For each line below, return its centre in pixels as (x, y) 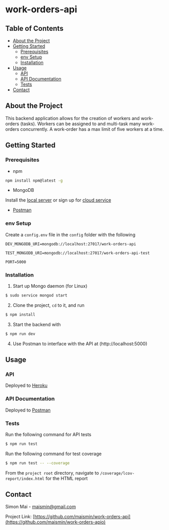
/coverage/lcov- (117, 473)
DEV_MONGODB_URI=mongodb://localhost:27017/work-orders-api (71, 244)
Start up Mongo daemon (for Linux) (50, 286)
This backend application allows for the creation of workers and (72, 118)
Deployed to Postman (28, 410)
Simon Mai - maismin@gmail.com (40, 507)
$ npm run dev (20, 334)
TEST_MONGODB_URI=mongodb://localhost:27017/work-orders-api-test (78, 253)
